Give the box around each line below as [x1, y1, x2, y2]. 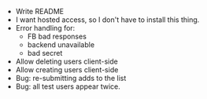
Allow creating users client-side [15, 65, 119, 74]
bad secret [27, 49, 63, 57]
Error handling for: [15, 24, 76, 32]
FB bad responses [27, 31, 87, 41]
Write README [15, 7, 65, 16]
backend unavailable [27, 40, 95, 49]
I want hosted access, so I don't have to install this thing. [15, 15, 200, 24]
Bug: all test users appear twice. [15, 82, 120, 91]
